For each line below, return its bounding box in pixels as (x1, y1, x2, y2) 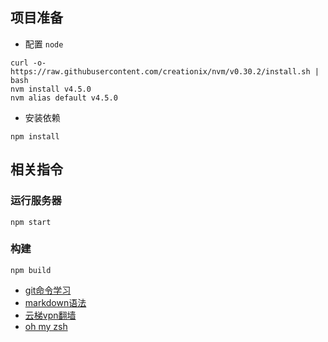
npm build (10, 265, 52, 275)
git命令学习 (24, 284, 72, 296)
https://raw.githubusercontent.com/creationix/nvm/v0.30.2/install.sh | (10, 66, 320, 77)
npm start (10, 217, 52, 227)
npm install (10, 131, 60, 142)
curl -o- (10, 58, 47, 68)
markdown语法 (24, 296, 87, 308)
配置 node (24, 38, 64, 50)
